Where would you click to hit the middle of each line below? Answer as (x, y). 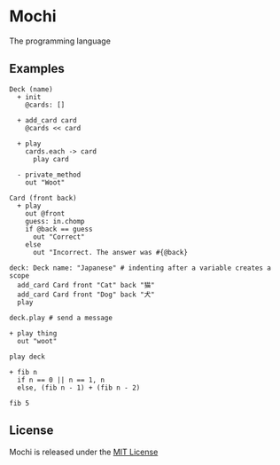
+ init (29, 97)
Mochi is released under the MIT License (84, 452)
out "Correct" (59, 237)
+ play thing (33, 333)
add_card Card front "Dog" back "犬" (86, 295)
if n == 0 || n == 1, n (61, 380)
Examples (37, 69)
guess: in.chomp (55, 221)
